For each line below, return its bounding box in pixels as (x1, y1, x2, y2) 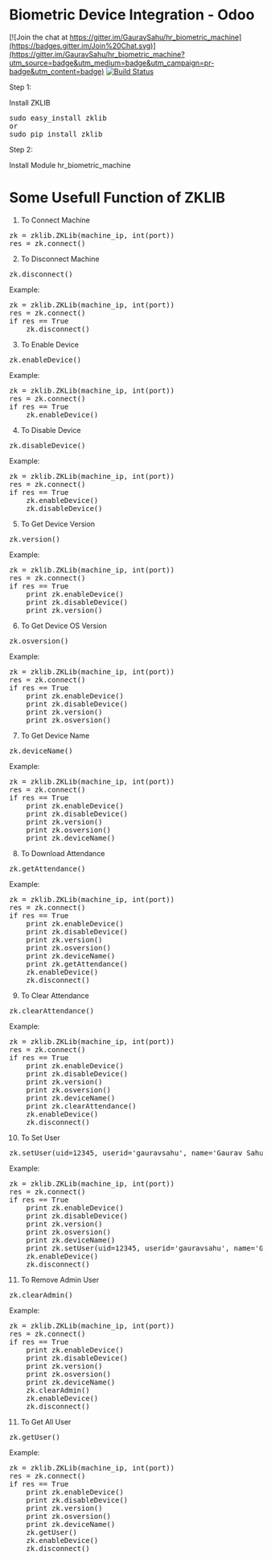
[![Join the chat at (9, 32, 68, 42)
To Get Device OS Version (20, 621, 107, 630)
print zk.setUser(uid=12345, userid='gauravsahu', (26, 1243, 230, 1253)
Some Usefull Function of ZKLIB (9, 189, 226, 207)
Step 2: (9, 144, 33, 154)
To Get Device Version (20, 518, 96, 529)
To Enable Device (20, 339, 80, 349)
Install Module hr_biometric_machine (9, 160, 131, 170)
